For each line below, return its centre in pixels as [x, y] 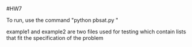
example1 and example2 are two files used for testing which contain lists [96, 32]
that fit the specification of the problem [55, 38]
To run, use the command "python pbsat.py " [62, 20]
